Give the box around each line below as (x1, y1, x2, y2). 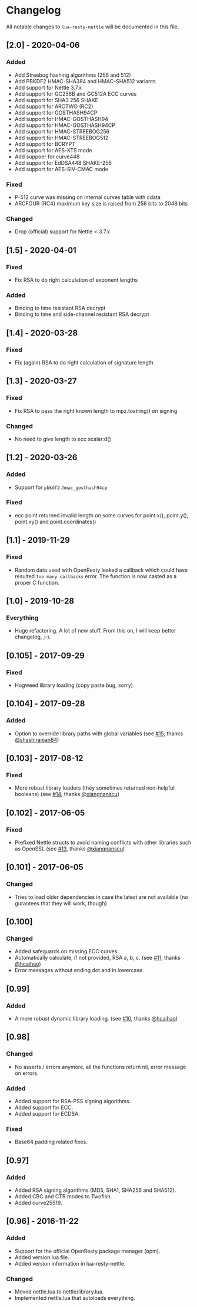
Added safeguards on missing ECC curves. (14, 948, 119, 955)
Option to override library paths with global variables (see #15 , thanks (14, 730, 183, 737)
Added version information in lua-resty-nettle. (14, 1260, 126, 1267)
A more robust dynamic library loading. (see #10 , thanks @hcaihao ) (14, 1015, 178, 1022)
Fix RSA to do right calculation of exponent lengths (14, 276, 138, 283)
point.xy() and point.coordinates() (14, 518, 96, 525)
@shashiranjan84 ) (14, 736, 59, 743)
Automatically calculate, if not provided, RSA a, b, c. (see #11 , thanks (14, 954, 181, 961)
